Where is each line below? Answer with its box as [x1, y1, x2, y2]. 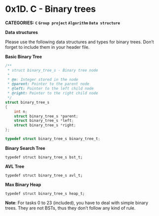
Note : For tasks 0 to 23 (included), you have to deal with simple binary [5, 200, 149, 206]
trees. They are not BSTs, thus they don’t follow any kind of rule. [5, 205, 136, 211]
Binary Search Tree [5, 145, 45, 151]
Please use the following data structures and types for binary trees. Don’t [5, 38, 154, 45]
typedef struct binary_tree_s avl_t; [5, 173, 83, 178]
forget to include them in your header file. [5, 44, 90, 50]
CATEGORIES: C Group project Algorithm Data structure [5, 20, 120, 26]
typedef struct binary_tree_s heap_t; [5, 191, 85, 196]
